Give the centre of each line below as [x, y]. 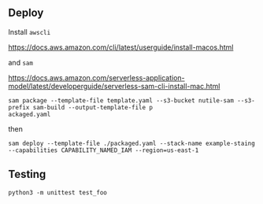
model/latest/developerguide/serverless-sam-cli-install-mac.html [114, 86]
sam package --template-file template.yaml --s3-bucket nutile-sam [121, 100]
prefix [19, 107]
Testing [27, 174]
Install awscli [30, 32]
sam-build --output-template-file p [93, 107]
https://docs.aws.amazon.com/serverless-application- [96, 77]
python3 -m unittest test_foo [58, 192]
